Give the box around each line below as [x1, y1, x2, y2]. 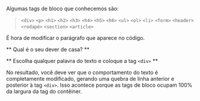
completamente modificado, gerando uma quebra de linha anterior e [6, 75, 174, 82]
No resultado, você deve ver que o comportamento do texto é [6, 69, 158, 76]
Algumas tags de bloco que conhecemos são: [6, 5, 119, 12]
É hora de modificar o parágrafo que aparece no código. [6, 34, 145, 41]
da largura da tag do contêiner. [6, 88, 82, 94]
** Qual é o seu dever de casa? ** [6, 46, 90, 53]
